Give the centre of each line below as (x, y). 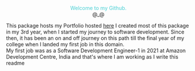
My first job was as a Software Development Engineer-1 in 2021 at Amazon (96, 50)
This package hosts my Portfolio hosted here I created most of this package (97, 26)
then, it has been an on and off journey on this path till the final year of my (95, 38)
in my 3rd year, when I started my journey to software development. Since (95, 32)
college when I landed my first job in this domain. (65, 44)
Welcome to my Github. (98, 8)
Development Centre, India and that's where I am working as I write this (92, 57)
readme (16, 63)
